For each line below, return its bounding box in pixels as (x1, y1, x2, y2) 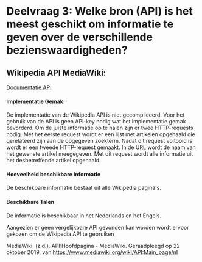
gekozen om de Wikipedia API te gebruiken (6, 230, 114, 238)
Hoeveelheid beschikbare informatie (6, 170, 101, 178)
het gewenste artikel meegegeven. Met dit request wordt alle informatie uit (6, 150, 193, 158)
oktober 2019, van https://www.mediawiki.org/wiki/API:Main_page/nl (6, 249, 178, 256)
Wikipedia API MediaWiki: (6, 67, 106, 78)
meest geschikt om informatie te (6, 17, 174, 31)
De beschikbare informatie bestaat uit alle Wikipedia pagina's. (6, 184, 161, 192)
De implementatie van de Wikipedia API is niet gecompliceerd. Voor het (6, 111, 185, 118)
